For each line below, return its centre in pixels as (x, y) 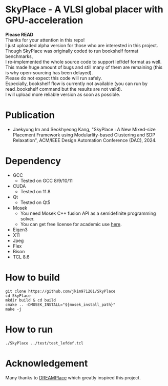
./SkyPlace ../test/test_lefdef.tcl (44, 343)
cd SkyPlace (18, 296)
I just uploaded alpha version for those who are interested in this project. (82, 45)
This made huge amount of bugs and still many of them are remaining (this (84, 67)
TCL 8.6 (21, 257)
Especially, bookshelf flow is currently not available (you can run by (76, 84)
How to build (33, 277)
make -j (14, 309)
